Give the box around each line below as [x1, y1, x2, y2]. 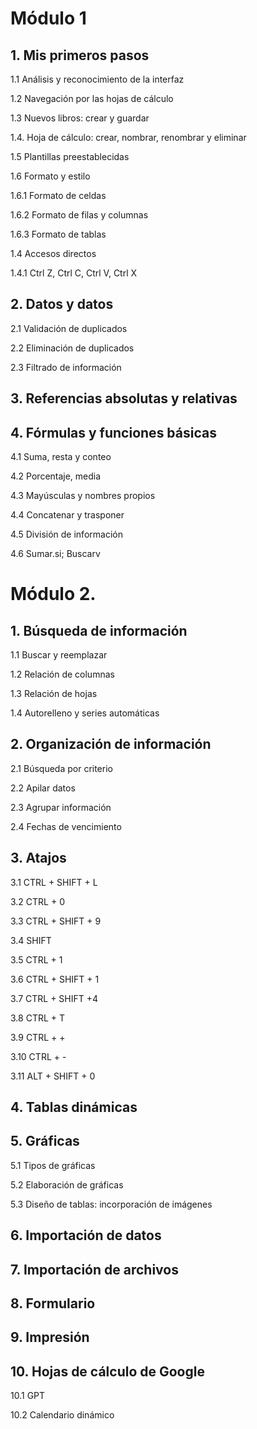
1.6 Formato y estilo [10, 170, 91, 182]
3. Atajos [10, 850, 67, 867]
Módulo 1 [10, 7, 87, 30]
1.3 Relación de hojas [10, 688, 98, 700]
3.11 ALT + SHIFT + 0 [10, 1070, 96, 1082]
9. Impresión [10, 1329, 90, 1346]
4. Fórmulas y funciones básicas [10, 424, 217, 441]
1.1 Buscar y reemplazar [10, 649, 108, 661]
